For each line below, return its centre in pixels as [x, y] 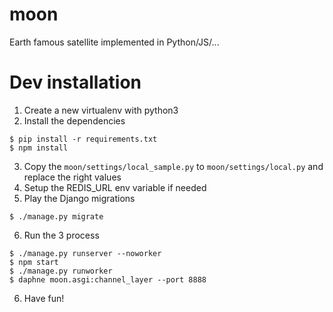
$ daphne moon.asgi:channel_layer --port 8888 [108, 279]
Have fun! [44, 298]
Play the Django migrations [79, 198]
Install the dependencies [74, 120]
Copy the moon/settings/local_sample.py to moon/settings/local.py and [173, 166]
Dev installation [75, 82]
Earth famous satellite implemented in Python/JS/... [114, 42]
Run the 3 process [61, 235]
